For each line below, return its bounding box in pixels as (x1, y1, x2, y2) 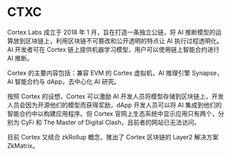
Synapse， (191, 69, 223, 77)
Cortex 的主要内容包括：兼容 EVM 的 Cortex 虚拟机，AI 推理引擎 (7, 69, 191, 77)
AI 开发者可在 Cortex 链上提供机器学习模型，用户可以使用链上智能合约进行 (7, 45, 220, 53)
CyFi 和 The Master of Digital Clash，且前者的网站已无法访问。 (20, 118, 200, 126)
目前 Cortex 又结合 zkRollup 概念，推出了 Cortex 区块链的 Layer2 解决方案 (7, 132, 219, 141)
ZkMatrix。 (7, 141, 40, 150)
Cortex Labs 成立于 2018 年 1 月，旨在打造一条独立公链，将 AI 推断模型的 (7, 28, 216, 36)
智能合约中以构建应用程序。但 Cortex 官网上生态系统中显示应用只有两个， (7, 109, 219, 118)
